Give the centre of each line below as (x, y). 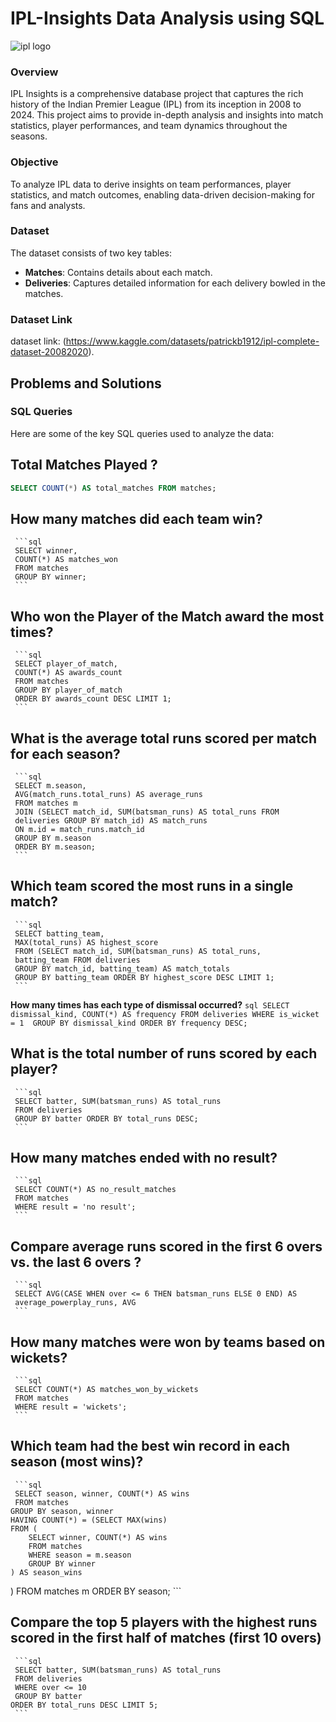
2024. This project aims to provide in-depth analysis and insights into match (167, 115)
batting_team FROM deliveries (77, 960)
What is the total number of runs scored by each (164, 1053)
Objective (34, 162)
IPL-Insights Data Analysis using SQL (167, 18)
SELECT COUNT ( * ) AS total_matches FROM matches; (113, 488)
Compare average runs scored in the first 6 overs (166, 1246)
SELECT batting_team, (59, 933)
